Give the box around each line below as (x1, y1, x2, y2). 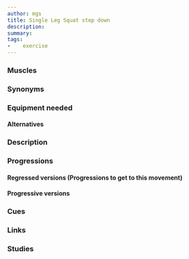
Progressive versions (7, 189, 70, 198)
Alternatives (7, 120, 44, 129)
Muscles (7, 65, 37, 75)
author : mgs (7, 10, 42, 17)
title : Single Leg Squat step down (7, 17, 110, 24)
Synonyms (7, 84, 44, 94)
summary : (7, 29, 33, 37)
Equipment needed (7, 102, 73, 112)
